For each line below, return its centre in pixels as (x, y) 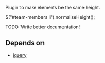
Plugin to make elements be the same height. (53, 7)
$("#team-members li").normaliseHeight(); (50, 17)
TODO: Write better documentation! (43, 27)
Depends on (25, 43)
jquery (19, 55)
